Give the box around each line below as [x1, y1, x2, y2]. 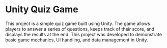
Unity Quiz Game [5, 4, 78, 15]
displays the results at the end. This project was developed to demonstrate [5, 31, 162, 37]
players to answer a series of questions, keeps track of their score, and [5, 26, 155, 32]
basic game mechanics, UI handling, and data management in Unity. [5, 37, 148, 43]
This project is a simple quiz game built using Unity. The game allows [5, 20, 150, 27]
